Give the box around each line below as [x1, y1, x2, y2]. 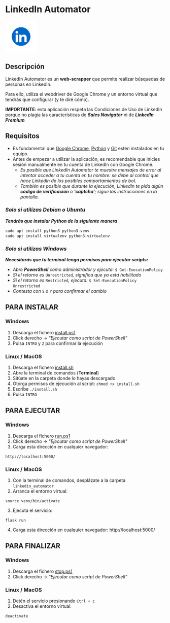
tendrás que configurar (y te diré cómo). [5, 96, 89, 102]
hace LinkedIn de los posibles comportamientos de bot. [20, 178, 137, 184]
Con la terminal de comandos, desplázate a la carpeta [12, 477, 126, 483]
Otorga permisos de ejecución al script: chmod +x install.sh [12, 380, 140, 387]
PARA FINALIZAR [5, 541, 61, 550]
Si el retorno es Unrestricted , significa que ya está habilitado [12, 272, 142, 278]
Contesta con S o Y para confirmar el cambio [12, 288, 107, 294]
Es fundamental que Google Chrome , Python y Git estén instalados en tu [12, 145, 164, 151]
